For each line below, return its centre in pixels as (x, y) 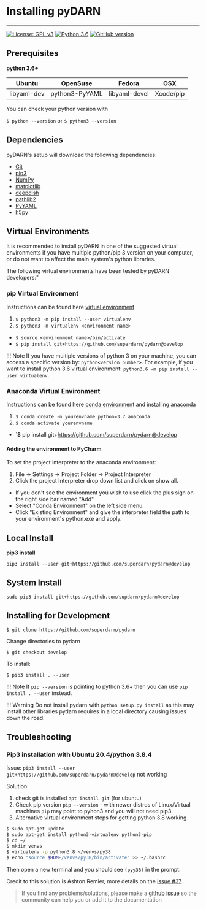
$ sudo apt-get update (35, 829)
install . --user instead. (39, 693)
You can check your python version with (57, 109)
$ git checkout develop (37, 652)
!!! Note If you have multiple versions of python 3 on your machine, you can (101, 355)
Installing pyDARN (54, 11)
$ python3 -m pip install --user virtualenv (73, 319)
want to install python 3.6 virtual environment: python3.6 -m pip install (98, 369)
